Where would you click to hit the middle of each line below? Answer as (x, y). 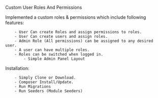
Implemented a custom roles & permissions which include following (76, 17)
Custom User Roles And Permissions (44, 7)
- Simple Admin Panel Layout (54, 59)
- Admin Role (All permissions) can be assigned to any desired (84, 41)
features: (15, 23)
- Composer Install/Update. (44, 82)
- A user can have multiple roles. (52, 50)
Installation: (17, 68)
